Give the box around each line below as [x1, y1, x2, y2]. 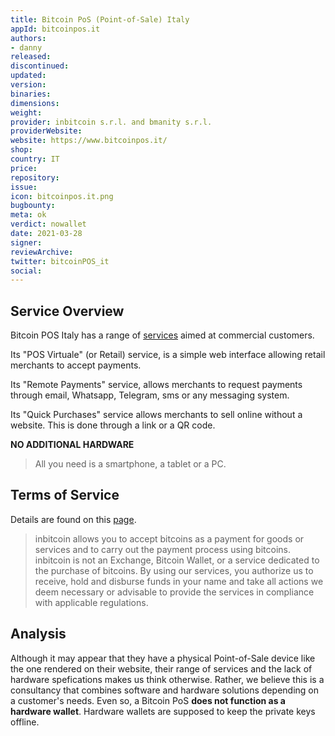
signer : [10, 237, 43, 248]
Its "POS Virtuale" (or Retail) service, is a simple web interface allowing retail [10, 349, 326, 361]
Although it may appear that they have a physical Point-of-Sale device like [10, 652, 316, 664]
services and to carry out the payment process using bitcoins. [34, 543, 291, 555]
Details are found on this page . [10, 513, 137, 525]
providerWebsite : [10, 126, 83, 136]
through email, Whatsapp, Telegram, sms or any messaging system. [10, 389, 290, 401]
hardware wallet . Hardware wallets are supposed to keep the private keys [10, 705, 316, 717]
